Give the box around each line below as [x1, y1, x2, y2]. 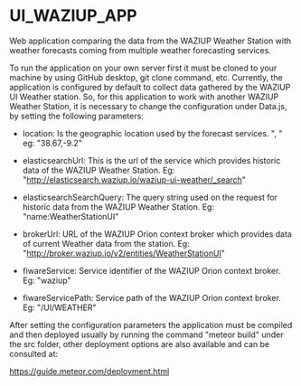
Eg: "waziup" [22, 275, 71, 286]
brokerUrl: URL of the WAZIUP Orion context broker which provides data [22, 228, 292, 240]
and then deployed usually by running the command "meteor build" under [9, 329, 284, 340]
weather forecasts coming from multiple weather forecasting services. [9, 44, 271, 55]
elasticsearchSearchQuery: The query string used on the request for [22, 192, 278, 202]
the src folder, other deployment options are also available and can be [9, 338, 270, 349]
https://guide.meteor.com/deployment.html [9, 365, 170, 376]
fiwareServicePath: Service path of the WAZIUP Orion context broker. [22, 292, 282, 303]
